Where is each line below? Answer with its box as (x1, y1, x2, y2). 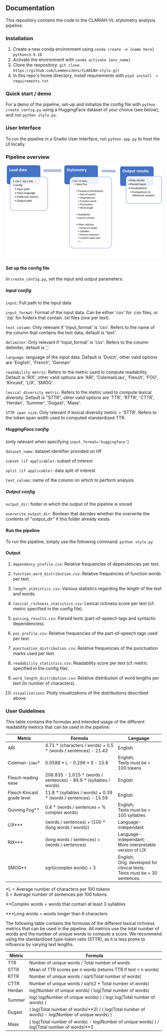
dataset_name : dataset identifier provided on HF (5, 448, 102, 454)
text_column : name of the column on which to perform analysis (5, 477, 134, 483)
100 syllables (117, 812, 146, 818)
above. (12, 695, 27, 701)
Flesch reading (7, 775, 39, 781)
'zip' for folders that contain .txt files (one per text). (5, 315, 111, 321)
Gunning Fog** (7, 807, 40, 813)
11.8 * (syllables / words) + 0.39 (45, 790, 113, 796)
